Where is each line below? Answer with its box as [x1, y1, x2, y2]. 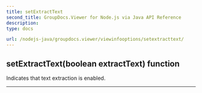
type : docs [6, 25, 34, 32]
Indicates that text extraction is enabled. [6, 74, 106, 82]
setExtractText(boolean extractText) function [6, 58, 180, 69]
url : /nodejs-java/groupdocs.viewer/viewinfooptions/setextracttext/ [6, 37, 185, 43]
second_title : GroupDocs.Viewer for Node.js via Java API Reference [6, 14, 182, 20]
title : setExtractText [6, 8, 63, 15]
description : [6, 20, 39, 26]
